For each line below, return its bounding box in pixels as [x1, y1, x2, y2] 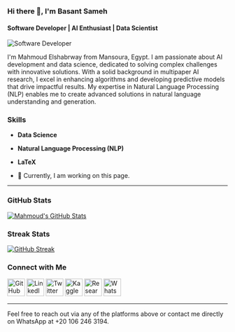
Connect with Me [7, 262, 67, 272]
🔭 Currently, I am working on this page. [17, 172, 130, 180]
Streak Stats [7, 229, 50, 239]
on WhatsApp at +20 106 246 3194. [7, 317, 110, 326]
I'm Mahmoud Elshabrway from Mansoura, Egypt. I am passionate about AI [7, 53, 222, 62]
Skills [7, 115, 27, 125]
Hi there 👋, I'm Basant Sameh [7, 6, 108, 16]
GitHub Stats [7, 195, 52, 205]
